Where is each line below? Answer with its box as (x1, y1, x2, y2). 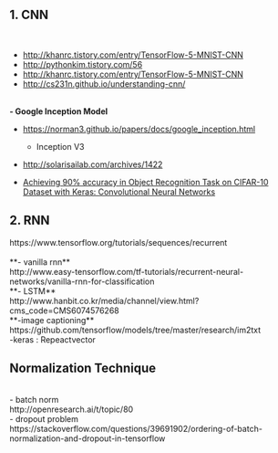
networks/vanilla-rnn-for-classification (9, 276, 155, 287)
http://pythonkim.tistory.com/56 (22, 58, 143, 69)
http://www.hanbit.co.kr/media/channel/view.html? (9, 295, 200, 306)
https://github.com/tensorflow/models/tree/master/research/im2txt (9, 324, 262, 335)
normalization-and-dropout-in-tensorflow (9, 433, 166, 444)
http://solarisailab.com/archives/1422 (22, 159, 163, 170)
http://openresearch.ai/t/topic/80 (9, 404, 134, 415)
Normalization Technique (9, 361, 157, 376)
